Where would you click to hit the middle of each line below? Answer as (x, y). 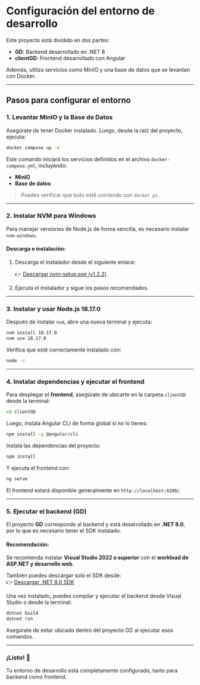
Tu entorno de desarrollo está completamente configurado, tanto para (92, 671)
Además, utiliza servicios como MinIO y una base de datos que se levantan (98, 69)
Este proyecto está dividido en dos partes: (58, 40)
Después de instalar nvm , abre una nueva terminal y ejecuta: (79, 322)
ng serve (17, 479)
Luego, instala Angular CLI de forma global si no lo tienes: (77, 423)
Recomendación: (28, 544)
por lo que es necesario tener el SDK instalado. (64, 531)
